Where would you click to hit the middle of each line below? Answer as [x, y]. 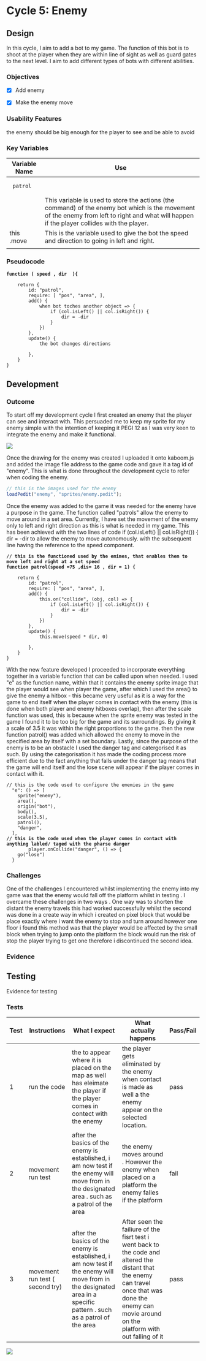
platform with [141, 1329]
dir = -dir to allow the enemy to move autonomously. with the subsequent [99, 538]
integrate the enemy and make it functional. [61, 434]
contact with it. [25, 773]
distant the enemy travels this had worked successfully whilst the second [99, 908]
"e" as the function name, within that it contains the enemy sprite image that [102, 682]
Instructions [47, 1031]
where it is [87, 1060]
